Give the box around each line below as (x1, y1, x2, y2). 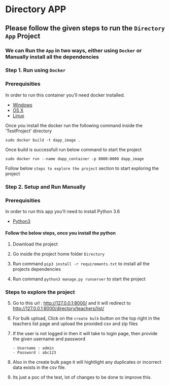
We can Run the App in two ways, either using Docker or (5, 47, 142, 54)
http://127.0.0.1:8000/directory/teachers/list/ (12, 305, 105, 311)
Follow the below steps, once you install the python (5, 230, 116, 236)
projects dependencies (12, 266, 61, 272)
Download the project (12, 241, 58, 247)
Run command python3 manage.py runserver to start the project (12, 276, 146, 282)
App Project (5, 31, 41, 40)
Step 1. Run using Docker (5, 67, 66, 74)
